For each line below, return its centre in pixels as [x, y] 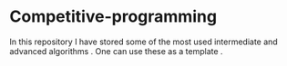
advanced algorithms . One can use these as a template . [116, 51]
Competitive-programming [113, 17]
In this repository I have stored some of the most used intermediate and [143, 42]
